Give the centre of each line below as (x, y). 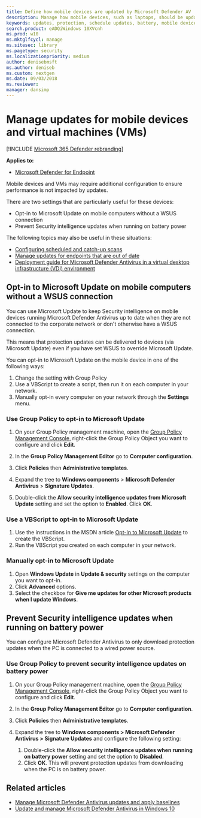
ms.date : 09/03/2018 (32, 79)
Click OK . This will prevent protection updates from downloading (103, 763)
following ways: (25, 366)
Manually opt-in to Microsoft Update (60, 561)
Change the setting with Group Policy (61, 378)
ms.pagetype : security (34, 51)
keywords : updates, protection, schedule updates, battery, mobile (92, 23)
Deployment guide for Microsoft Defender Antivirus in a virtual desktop (102, 262)
